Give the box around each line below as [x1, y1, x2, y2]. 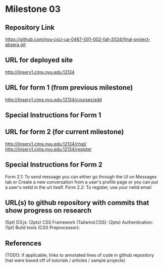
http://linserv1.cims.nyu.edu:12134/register [5, 146, 92, 152]
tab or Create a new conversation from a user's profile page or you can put [5, 179, 159, 185]
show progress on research [5, 207, 92, 215]
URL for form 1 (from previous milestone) [5, 83, 133, 92]
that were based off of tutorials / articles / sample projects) [5, 258, 125, 264]
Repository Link [5, 23, 55, 32]
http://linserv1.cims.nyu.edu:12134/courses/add [5, 97, 102, 103]
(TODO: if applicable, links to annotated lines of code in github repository [5, 252, 155, 258]
